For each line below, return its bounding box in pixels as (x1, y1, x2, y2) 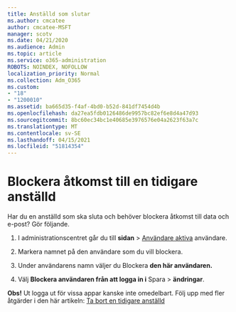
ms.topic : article (7, 51, 62, 58)
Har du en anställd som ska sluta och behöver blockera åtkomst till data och (7, 212, 230, 221)
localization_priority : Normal (7, 70, 100, 77)
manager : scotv (7, 30, 53, 38)
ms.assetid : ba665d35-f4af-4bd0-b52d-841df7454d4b (7, 103, 161, 110)
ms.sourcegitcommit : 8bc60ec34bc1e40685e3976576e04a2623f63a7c (7, 116, 199, 123)
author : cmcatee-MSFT (7, 24, 72, 31)
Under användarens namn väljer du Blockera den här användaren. (17, 261, 213, 270)
